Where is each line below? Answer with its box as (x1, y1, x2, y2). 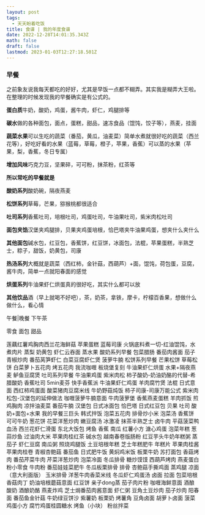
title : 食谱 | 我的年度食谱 (6, 26, 70, 33)
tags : (6, 15, 20, 21)
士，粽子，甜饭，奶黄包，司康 (6, 247, 81, 254)
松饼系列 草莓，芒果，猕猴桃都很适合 (6, 200, 98, 208)
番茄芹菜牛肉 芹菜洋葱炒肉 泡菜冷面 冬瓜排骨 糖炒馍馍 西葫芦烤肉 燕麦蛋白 (13, 456, 199, 463)
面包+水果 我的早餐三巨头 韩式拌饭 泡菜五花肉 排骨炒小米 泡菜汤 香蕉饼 (15, 410, 195, 417)
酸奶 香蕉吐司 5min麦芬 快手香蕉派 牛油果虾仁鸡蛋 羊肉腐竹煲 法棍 (11, 379, 178, 387)
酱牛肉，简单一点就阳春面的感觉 (6, 268, 87, 275)
